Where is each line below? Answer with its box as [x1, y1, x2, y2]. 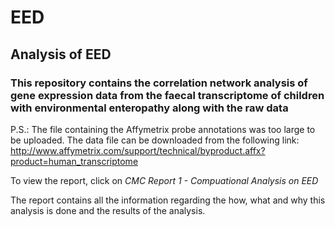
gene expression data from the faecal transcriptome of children [10, 88, 325, 102]
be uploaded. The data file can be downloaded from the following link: [10, 134, 300, 146]
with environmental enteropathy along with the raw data [10, 101, 289, 115]
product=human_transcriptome [10, 155, 139, 167]
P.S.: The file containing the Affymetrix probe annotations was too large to [10, 123, 316, 135]
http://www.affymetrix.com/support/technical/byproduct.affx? [10, 144, 266, 156]
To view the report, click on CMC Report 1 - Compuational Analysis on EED [10, 174, 319, 186]
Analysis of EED [10, 46, 112, 63]
